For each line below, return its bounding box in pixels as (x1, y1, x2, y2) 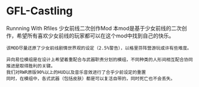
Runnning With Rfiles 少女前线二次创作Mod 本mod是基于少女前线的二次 (6, 24, 182, 32)
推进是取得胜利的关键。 (6, 63, 56, 69)
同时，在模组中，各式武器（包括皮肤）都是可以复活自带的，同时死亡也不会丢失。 (6, 76, 175, 82)
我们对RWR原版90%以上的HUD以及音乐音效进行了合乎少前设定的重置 (6, 69, 146, 75)
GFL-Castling (6, 4, 73, 18)
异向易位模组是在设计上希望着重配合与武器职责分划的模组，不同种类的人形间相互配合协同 (6, 57, 193, 63)
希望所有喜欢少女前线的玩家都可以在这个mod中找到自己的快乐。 (16, 32, 174, 39)
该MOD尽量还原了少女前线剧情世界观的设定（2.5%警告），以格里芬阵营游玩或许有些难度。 (6, 45, 192, 51)
